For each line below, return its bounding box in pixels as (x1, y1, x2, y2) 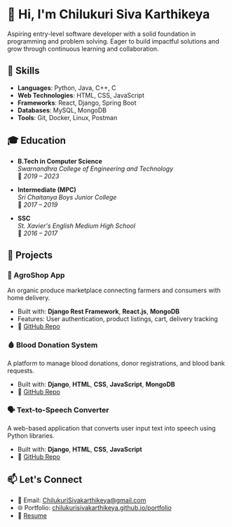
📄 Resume (17, 511, 47, 519)
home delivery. (7, 294, 50, 302)
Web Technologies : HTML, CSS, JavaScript (17, 91, 145, 99)
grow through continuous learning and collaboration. (7, 44, 159, 53)
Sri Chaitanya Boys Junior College (17, 193, 117, 201)
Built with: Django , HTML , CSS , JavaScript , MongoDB (17, 379, 175, 389)
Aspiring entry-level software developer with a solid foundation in (7, 30, 196, 38)
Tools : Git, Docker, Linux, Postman (17, 113, 118, 122)
